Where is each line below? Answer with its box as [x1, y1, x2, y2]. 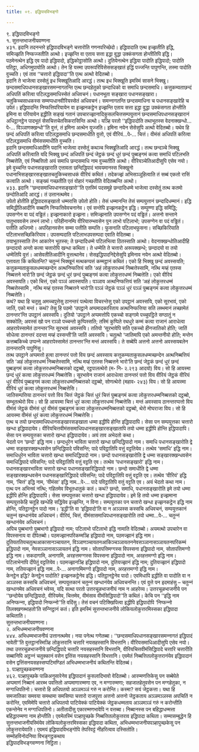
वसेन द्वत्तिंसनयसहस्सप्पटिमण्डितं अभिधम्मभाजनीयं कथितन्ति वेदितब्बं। [6, 659, 133, 666]
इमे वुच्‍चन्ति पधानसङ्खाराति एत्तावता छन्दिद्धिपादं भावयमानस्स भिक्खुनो [6, 164, 133, 171]
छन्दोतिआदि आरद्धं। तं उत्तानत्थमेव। [6, 191, 73, 198]
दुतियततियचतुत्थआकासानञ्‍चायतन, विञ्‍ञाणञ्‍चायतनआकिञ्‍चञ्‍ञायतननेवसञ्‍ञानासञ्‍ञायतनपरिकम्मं [6, 539, 187, 546]
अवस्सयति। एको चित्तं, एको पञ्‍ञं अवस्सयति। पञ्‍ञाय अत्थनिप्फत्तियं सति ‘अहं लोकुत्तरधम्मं [6, 278, 174, 285]
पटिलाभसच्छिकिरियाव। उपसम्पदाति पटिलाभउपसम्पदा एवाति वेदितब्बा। [6, 231, 134, 238]
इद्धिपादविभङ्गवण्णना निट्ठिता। [6, 739, 62, 746]
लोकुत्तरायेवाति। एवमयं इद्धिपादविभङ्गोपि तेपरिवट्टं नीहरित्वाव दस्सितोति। [6, 726, 138, 733]
